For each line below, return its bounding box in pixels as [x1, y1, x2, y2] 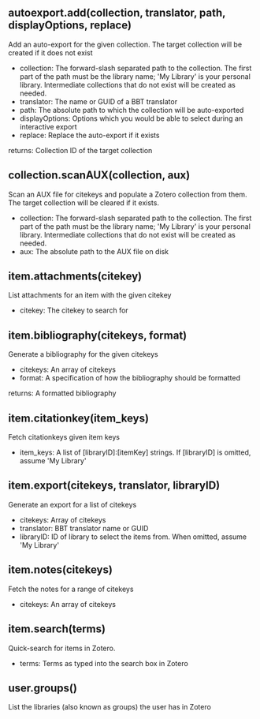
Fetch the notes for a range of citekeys [8, 584, 134, 594]
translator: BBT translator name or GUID [19, 523, 149, 533]
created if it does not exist [8, 47, 93, 58]
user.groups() [8, 681, 77, 695]
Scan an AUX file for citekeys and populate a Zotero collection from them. [8, 189, 247, 199]
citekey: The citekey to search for [19, 305, 128, 315]
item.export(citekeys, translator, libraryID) [8, 479, 221, 492]
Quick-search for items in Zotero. [8, 643, 116, 653]
